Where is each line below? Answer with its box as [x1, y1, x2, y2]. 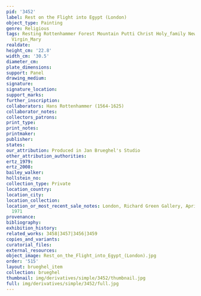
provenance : [6, 214, 36, 220]
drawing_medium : [6, 75, 47, 81]
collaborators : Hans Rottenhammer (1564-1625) [6, 103, 124, 109]
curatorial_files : [6, 242, 52, 248]
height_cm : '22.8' [6, 48, 52, 54]
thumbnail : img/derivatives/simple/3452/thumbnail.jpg [6, 275, 146, 281]
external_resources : [6, 247, 58, 254]
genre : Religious [6, 25, 50, 32]
